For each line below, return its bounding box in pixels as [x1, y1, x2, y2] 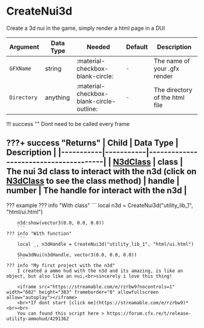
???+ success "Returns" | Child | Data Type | [6, 138, 179, 148]
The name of [154, 57, 190, 65]
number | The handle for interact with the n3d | [6, 186, 187, 196]
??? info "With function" [6, 230, 72, 237]
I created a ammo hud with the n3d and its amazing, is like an [17, 268, 183, 274]
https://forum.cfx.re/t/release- [106, 310, 191, 316]
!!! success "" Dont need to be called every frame [6, 120, 130, 127]
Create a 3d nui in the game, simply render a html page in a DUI [6, 24, 165, 32]
